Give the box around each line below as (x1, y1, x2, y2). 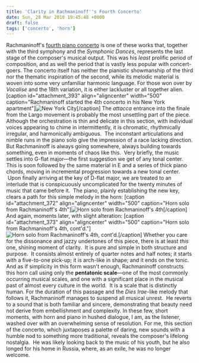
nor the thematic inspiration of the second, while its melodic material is (6, 73, 179, 80)
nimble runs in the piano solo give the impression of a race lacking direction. (6, 136, 193, 143)
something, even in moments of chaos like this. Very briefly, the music (6, 149, 179, 157)
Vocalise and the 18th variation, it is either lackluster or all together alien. (6, 86, 184, 93)
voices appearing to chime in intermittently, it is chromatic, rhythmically (6, 124, 181, 131)
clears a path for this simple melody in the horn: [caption (6, 193, 145, 201)
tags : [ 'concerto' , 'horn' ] (6, 25, 76, 32)
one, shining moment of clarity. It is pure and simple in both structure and (6, 244, 187, 251)
